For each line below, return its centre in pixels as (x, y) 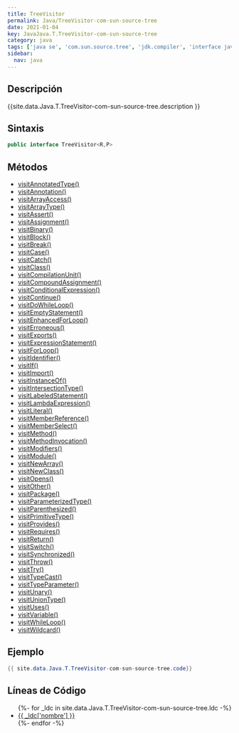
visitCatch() (34, 260)
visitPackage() (39, 494)
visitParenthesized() (47, 509)
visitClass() (34, 267)
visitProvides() (39, 524)
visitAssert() (36, 215)
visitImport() (36, 373)
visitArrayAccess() (45, 199)
